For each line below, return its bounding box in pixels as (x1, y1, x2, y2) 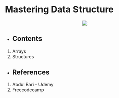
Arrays (12, 48, 26, 54)
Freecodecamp (12, 87, 44, 93)
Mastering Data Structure (5, 4, 114, 15)
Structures (12, 53, 34, 59)
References (12, 68, 50, 77)
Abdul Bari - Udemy (12, 81, 54, 87)
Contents (12, 34, 43, 43)
